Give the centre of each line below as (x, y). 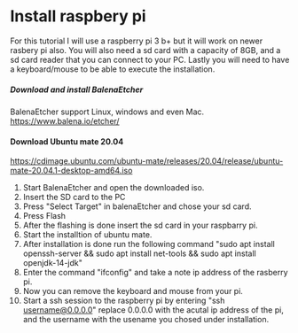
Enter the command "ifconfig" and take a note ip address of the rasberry (155, 273)
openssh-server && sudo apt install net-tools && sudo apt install (139, 253)
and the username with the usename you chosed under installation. (146, 320)
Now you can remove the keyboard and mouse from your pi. (133, 291)
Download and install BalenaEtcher (77, 89)
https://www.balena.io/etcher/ (65, 120)
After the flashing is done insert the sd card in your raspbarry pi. (140, 225)
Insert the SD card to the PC (74, 197)
